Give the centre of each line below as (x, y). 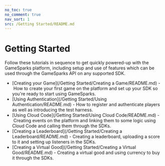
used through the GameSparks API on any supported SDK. (65, 73)
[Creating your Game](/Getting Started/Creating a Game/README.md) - (86, 83)
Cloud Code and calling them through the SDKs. (61, 126)
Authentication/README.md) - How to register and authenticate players (86, 105)
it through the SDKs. (33, 158)
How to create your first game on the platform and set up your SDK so (86, 89)
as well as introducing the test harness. (52, 110)
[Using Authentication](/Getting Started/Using (59, 99)
